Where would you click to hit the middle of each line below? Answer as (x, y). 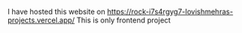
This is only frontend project (123, 20)
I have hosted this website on (57, 12)
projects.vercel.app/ (41, 20)
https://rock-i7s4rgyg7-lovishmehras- (170, 12)
